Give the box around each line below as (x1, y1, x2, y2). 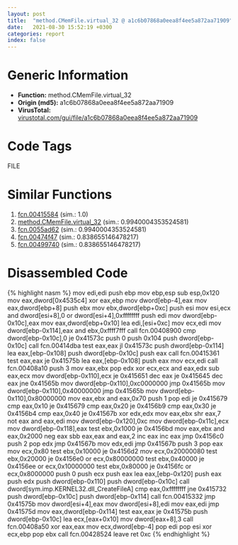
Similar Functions (7, 187, 112, 203)
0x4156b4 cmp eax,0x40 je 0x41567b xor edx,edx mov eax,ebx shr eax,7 (7, 409, 221, 417)
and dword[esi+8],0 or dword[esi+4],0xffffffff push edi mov (7, 311, 181, 319)
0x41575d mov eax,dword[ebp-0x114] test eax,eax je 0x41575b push (7, 507, 208, 515)
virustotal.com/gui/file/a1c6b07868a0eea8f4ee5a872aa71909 (17, 114, 198, 122)
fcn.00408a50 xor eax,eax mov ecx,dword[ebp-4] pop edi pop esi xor (7, 522, 212, 531)
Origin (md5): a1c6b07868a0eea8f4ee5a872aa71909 (17, 99, 174, 107)
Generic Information (7, 67, 129, 84)
